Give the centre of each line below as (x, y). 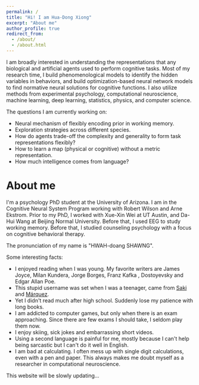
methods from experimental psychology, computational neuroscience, (92, 94)
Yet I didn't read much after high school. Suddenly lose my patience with (104, 300)
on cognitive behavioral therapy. (46, 234)
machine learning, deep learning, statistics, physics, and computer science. (99, 100)
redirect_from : (25, 34)
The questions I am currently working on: (57, 112)
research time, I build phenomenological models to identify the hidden (92, 75)
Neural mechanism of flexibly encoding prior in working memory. (94, 123)
